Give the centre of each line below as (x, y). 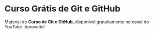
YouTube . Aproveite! (25, 26)
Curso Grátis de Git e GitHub (62, 9)
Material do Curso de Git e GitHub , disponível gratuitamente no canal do (77, 22)
